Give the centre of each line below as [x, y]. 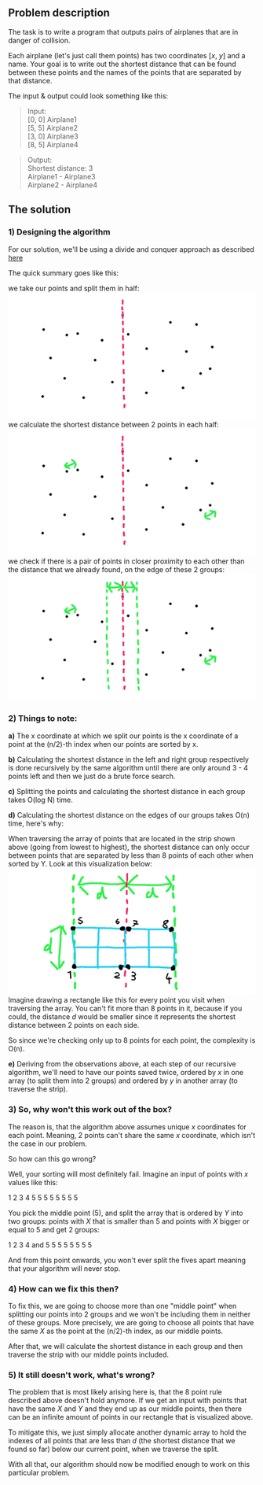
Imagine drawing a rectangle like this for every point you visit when [117, 1000]
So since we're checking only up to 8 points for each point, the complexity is [132, 1040]
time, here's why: [36, 823]
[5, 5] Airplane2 [53, 127]
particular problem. [39, 1473]
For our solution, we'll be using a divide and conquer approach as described [131, 249]
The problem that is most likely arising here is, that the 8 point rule [115, 1392]
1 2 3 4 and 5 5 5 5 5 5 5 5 [50, 1245]
